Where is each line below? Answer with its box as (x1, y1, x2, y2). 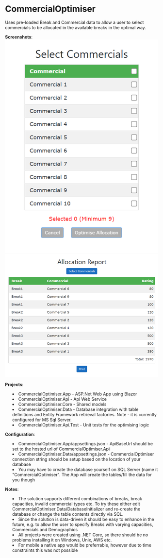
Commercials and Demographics (12, 526, 78, 532)
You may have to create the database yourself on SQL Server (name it (18, 466, 158, 472)
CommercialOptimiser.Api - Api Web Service (18, 396, 107, 402)
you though (12, 477, 35, 483)
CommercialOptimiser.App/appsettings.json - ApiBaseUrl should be (18, 440, 153, 446)
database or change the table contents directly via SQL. (12, 511, 124, 517)
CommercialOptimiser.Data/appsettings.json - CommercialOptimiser (18, 451, 154, 457)
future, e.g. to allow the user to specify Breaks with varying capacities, (12, 521, 153, 527)
